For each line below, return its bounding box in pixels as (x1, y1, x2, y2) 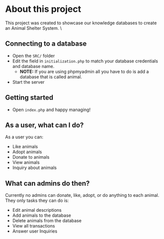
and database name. (12, 63, 55, 69)
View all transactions (12, 223, 55, 229)
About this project (5, 3, 82, 15)
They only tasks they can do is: (5, 197, 69, 204)
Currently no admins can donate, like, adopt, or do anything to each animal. (5, 192, 160, 198)
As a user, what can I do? (5, 120, 84, 129)
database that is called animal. (19, 73, 82, 80)
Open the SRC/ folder (12, 53, 55, 59)
